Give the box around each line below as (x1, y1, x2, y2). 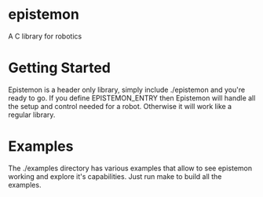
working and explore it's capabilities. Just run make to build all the (8, 171, 222, 181)
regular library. (8, 110, 56, 119)
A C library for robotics (8, 31, 82, 41)
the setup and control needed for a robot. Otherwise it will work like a (8, 101, 232, 111)
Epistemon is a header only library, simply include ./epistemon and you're (8, 85, 246, 94)
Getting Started (8, 59, 111, 77)
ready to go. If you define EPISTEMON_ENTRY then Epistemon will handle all (8, 93, 256, 103)
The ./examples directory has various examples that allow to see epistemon (8, 163, 253, 173)
